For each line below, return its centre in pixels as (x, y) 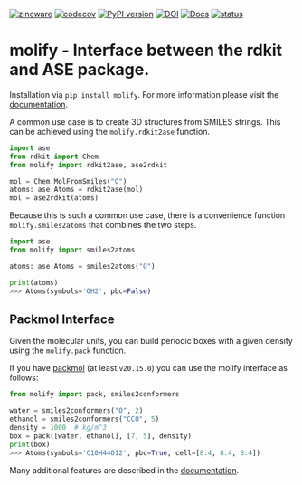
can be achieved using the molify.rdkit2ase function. (110, 131)
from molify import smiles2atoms (72, 250)
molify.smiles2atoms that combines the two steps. (103, 225)
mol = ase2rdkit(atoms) (54, 198)
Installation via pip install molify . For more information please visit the (144, 94)
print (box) (30, 444)
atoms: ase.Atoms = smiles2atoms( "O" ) (82, 266)
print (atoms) (34, 282)
